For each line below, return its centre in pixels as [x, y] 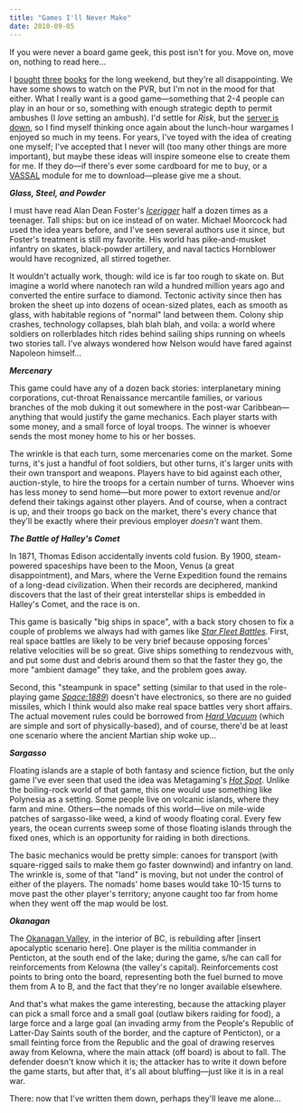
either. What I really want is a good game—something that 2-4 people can [147, 98]
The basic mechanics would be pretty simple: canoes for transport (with [144, 855]
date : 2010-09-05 [42, 26]
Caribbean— [266, 407]
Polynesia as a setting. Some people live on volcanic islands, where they [144, 799]
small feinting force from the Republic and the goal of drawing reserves [142, 1042]
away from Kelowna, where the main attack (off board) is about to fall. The [148, 1051]
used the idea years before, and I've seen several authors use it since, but [147, 229]
